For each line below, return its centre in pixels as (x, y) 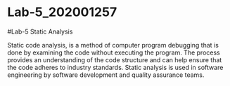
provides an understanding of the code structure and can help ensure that (115, 59)
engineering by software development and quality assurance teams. (106, 75)
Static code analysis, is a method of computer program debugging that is (113, 45)
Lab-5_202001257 (62, 12)
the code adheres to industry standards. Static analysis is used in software (115, 67)
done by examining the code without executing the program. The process (114, 52)
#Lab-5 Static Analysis (40, 31)
